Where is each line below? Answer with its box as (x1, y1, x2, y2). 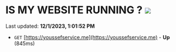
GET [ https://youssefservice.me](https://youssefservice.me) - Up (13, 34, 170, 40)
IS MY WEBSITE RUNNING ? (5, 3, 143, 17)
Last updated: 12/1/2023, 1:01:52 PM (5, 23, 95, 29)
